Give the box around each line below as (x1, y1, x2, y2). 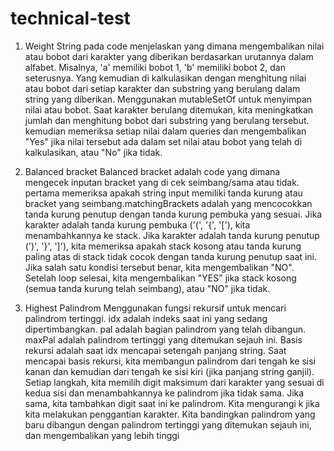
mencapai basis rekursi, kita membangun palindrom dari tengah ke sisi (24, 355, 316, 367)
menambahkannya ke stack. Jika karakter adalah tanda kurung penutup (24, 229, 320, 241)
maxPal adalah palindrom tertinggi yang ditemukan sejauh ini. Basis (24, 333, 303, 346)
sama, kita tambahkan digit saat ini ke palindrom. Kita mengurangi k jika (24, 397, 320, 409)
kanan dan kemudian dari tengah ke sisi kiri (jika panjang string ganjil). (24, 365, 315, 377)
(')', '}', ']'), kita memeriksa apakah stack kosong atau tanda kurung (24, 240, 302, 252)
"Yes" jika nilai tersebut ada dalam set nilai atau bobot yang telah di (24, 135, 303, 147)
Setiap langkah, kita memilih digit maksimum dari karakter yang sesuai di (24, 376, 325, 388)
